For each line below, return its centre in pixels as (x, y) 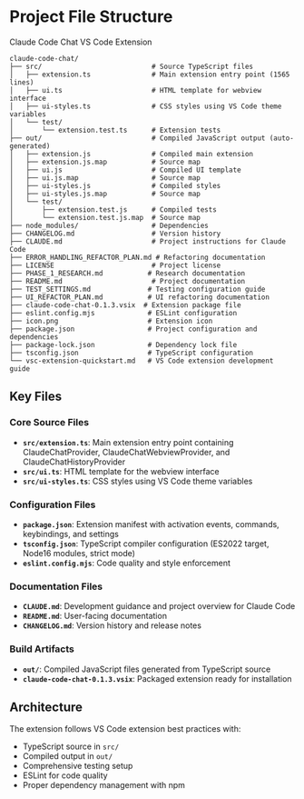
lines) (22, 82)
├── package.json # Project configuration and (133, 329)
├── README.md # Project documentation (127, 281)
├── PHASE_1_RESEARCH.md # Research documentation (127, 273)
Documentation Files (56, 586)
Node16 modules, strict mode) (79, 553)
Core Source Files (49, 423)
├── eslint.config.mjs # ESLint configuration (123, 313)
